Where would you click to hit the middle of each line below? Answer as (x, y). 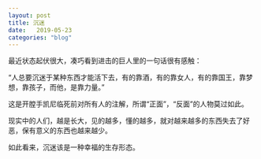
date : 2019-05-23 (40, 30)
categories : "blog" (40, 37)
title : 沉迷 (26, 23)
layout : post (30, 15)
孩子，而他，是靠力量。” (67, 87)
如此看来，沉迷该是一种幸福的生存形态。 (74, 147)
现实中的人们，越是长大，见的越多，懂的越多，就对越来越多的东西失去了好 (129, 121)
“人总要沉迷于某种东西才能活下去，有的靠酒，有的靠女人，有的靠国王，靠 (127, 78)
